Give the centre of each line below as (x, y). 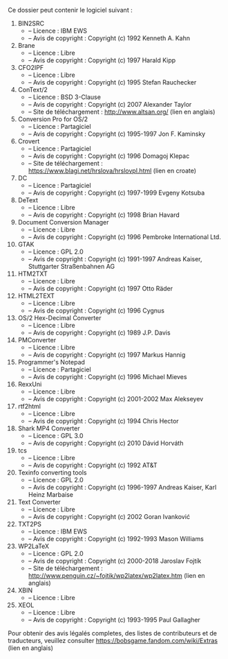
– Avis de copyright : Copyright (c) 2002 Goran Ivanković (109, 517)
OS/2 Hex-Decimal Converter (59, 318)
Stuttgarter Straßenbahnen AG (72, 266)
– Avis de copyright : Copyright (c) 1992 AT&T (93, 465)
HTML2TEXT (36, 296)
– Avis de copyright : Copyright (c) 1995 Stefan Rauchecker (112, 82)
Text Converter (39, 502)
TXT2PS (30, 524)
